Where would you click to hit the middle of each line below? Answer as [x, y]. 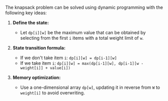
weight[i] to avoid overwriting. [53, 93]
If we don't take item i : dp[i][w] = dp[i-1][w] [69, 58]
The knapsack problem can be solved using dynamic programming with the [84, 7]
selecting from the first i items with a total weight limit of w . [82, 38]
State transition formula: [39, 48]
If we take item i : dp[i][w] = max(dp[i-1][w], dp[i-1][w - [82, 63]
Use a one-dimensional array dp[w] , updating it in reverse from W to [90, 87]
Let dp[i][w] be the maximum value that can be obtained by [83, 32]
